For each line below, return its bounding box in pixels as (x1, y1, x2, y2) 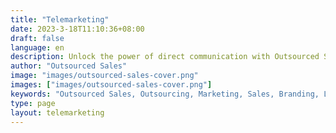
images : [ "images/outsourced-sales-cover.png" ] (10, 80, 213, 90)
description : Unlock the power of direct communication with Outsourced (10, 52, 320, 62)
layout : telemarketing (10, 107, 105, 118)
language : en (10, 42, 65, 53)
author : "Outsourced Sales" (10, 61, 128, 71)
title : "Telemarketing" (10, 14, 110, 25)
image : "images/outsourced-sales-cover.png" (10, 71, 199, 81)
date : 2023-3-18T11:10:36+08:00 (10, 24, 145, 34)
